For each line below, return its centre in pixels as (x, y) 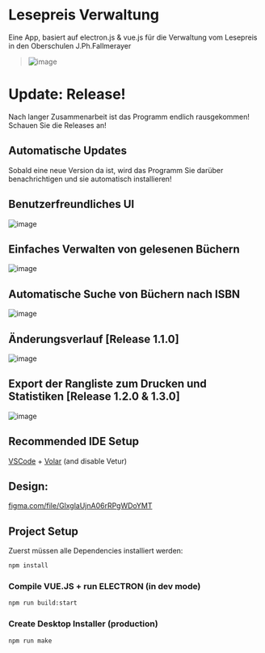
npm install (28, 566)
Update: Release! (67, 94)
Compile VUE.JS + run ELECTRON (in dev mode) (105, 586)
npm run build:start (43, 603)
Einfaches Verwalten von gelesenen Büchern (124, 249)
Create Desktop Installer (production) (84, 624)
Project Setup (44, 531)
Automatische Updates (68, 151)
